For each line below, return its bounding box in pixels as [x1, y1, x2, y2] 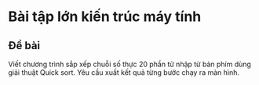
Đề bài [8, 39, 41, 52]
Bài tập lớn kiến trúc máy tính [8, 8, 202, 26]
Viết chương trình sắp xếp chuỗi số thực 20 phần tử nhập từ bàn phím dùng [8, 59, 251, 69]
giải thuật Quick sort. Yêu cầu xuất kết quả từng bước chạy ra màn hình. [8, 68, 240, 77]
